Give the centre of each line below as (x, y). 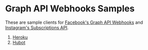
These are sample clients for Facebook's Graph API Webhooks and (74, 22)
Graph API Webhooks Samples (70, 9)
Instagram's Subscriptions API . (37, 27)
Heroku (20, 37)
